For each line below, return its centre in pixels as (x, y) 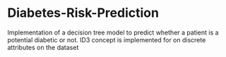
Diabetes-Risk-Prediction (83, 13)
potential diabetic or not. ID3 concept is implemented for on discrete (107, 39)
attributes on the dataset (43, 47)
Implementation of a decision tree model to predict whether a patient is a (113, 32)
